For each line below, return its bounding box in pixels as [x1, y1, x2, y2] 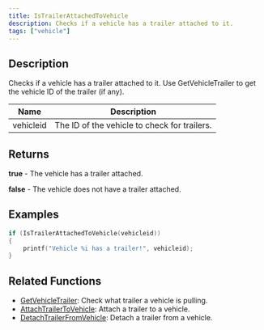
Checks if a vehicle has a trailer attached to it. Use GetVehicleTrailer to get [8, 78, 257, 88]
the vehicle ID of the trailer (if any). [8, 87, 125, 97]
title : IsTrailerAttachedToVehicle [8, 11, 129, 20]
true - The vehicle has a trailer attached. [8, 169, 143, 178]
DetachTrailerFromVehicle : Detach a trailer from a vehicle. [19, 313, 213, 323]
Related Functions [8, 274, 102, 288]
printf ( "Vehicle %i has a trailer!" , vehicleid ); [23, 244, 194, 252]
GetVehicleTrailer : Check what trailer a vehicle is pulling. [19, 296, 208, 306]
